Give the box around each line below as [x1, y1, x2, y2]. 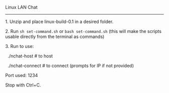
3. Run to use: [5, 43, 34, 49]
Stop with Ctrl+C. [5, 82, 41, 88]
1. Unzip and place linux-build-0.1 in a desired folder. [5, 18, 114, 24]
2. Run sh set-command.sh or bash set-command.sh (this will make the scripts [5, 28, 162, 34]
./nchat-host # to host [7, 53, 53, 59]
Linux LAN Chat [5, 4, 38, 10]
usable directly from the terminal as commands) [5, 33, 105, 39]
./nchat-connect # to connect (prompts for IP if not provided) [7, 62, 134, 68]
